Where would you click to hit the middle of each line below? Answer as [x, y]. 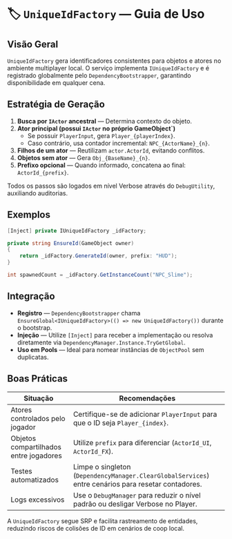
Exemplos [29, 215]
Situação [39, 398]
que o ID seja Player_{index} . [121, 422]
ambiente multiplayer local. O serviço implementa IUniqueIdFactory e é [108, 68]
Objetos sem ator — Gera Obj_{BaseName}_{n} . [84, 157]
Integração [31, 296]
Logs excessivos [38, 500]
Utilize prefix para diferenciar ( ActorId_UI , [142, 442]
